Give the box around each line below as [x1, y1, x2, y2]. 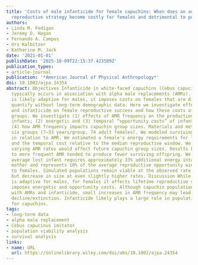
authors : [6, 19, 28, 25]
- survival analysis [6, 234, 57, 240]
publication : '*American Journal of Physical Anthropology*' [6, 74, 160, 80]
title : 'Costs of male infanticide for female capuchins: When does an [6, 8, 186, 15]
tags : [6, 206, 19, 212]
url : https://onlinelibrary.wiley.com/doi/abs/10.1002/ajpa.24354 [11, 250, 178, 256]
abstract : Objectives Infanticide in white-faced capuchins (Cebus [6, 86, 176, 91]
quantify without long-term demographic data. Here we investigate [11, 102, 181, 108]
